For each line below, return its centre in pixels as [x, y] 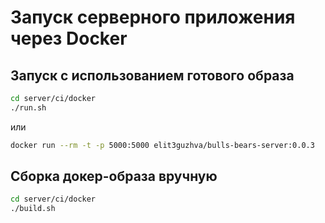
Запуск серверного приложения [153, 17]
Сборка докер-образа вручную [114, 176]
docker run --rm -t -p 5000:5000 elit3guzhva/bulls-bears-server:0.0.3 [162, 145]
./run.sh [28, 107]
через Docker [69, 38]
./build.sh [33, 209]
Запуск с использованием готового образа [152, 75]
